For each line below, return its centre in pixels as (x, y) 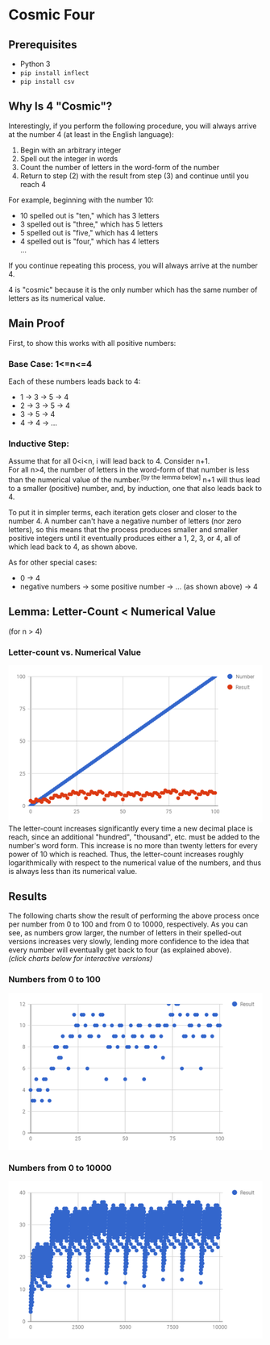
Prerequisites (43, 45)
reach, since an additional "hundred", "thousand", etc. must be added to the (134, 837)
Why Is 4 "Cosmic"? (60, 106)
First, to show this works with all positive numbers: (92, 343)
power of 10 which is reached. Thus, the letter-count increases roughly (126, 854)
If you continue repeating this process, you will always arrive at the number (133, 265)
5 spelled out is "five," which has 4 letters (89, 232)
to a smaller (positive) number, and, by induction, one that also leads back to (135, 488)
